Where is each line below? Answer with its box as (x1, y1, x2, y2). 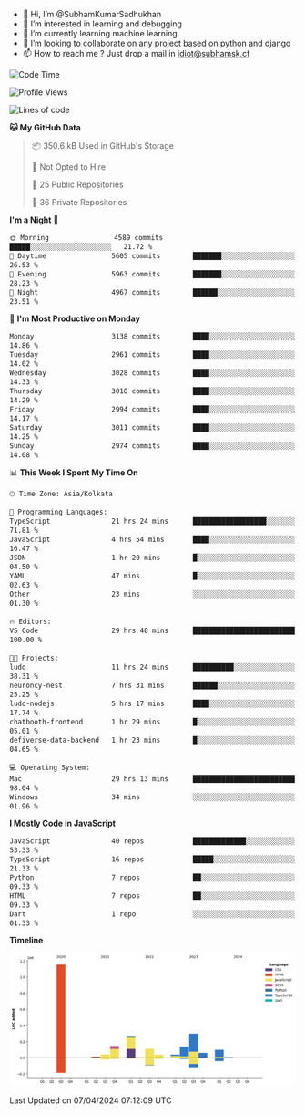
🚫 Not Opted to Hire (31, 162, 107, 172)
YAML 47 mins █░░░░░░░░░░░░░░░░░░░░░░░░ (9, 571, 296, 580)
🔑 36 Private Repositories (31, 197, 127, 207)
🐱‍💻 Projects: (9, 653, 59, 662)
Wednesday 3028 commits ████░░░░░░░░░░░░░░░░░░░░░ (9, 369, 296, 378)
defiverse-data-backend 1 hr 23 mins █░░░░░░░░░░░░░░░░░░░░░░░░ (9, 735, 296, 745)
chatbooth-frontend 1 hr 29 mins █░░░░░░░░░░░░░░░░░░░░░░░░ (9, 717, 296, 726)
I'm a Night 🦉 (9, 214, 59, 225)
